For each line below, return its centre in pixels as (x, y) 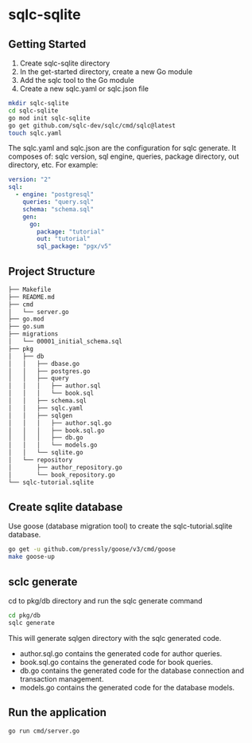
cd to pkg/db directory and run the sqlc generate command (105, 600)
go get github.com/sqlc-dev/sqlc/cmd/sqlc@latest (92, 125)
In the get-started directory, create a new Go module (106, 72)
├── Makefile (30, 289)
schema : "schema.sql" (58, 209)
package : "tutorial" (71, 232)
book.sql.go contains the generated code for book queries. (116, 662)
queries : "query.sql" (58, 202)
